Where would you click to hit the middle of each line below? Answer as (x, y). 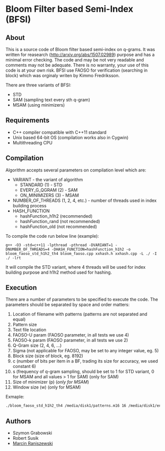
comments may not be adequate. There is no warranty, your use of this (77, 65)
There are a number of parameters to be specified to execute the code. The (82, 299)
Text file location (29, 330)
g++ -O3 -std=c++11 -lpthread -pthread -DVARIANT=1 (59, 245)
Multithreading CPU (33, 142)
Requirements (27, 121)
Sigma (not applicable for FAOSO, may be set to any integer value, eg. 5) (86, 351)
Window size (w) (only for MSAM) (47, 387)
